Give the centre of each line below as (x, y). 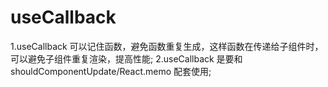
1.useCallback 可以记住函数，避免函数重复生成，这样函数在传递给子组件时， (167, 46)
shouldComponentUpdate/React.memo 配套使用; (111, 71)
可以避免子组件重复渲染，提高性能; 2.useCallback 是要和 (126, 58)
